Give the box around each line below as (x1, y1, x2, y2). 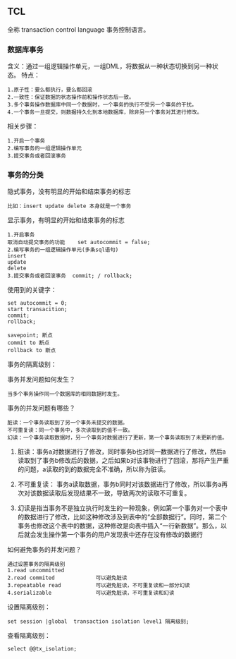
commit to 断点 (7, 339, 50, 346)
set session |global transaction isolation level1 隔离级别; (7, 618, 190, 625)
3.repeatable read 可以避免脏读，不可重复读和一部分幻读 (7, 582, 190, 589)
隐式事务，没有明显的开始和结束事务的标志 (7, 187, 131, 196)
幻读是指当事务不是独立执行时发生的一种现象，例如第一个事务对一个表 (17, 504, 222, 512)
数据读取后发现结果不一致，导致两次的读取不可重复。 (36, 489, 191, 497)
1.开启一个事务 (7, 138, 46, 145)
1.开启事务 (7, 231, 35, 238)
